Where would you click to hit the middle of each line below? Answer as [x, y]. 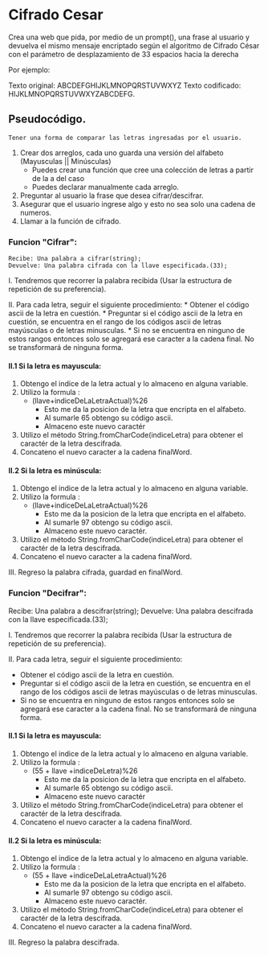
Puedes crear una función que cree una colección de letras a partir [143, 170]
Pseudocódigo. [47, 119]
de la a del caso [58, 178]
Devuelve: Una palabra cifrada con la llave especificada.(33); [118, 266]
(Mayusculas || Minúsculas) [65, 161]
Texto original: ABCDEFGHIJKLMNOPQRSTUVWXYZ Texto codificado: [125, 85]
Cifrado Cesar [56, 15]
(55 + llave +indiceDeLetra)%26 [85, 771]
